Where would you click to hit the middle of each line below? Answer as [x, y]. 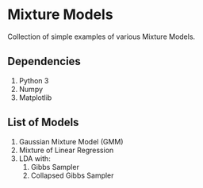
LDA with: [34, 158]
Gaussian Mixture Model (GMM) [71, 141]
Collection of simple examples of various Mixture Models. [101, 36]
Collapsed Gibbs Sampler [72, 175]
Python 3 [34, 80]
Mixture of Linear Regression [66, 150]
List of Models [43, 123]
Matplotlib [35, 98]
